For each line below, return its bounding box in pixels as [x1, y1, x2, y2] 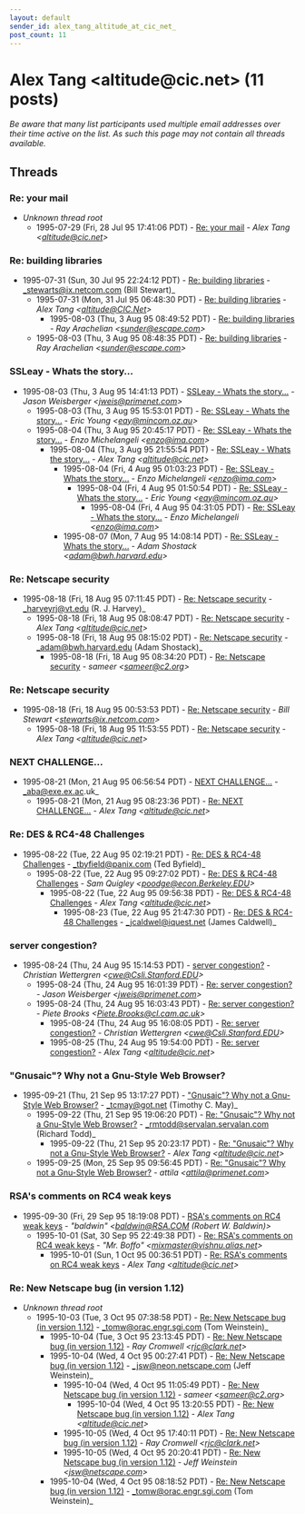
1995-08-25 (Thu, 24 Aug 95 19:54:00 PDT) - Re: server [49, 1037, 261, 1048]
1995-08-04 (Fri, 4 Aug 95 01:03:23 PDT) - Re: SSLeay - [63, 463, 275, 473]
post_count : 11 [9, 30, 67, 39]
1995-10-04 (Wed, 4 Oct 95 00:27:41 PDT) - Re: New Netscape [49, 1350, 286, 1361]
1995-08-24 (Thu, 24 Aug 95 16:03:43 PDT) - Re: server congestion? [35, 999, 295, 1010]
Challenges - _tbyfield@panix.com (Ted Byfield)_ [22, 858, 206, 869]
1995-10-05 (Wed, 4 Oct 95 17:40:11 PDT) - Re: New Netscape [63, 1428, 295, 1439]
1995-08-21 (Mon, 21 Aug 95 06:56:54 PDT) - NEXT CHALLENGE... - [22, 776, 279, 787]
